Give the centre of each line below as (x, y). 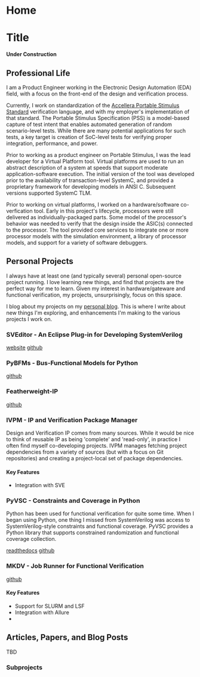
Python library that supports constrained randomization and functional (93, 533)
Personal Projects (40, 261)
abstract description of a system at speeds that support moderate (87, 167)
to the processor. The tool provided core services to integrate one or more (98, 230)
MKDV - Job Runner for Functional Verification (75, 566)
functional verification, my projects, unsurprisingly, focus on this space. (94, 295)
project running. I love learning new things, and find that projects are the (95, 282)
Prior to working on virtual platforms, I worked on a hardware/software (93, 204)
